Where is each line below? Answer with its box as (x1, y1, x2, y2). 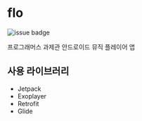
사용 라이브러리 (7, 65, 70, 77)
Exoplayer (17, 91, 47, 100)
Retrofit (17, 99, 39, 108)
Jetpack (17, 84, 41, 93)
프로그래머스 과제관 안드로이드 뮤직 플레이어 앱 (7, 42, 136, 51)
